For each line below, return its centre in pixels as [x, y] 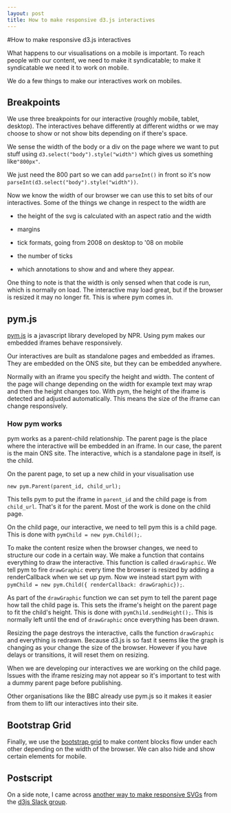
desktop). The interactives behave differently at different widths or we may [113, 126]
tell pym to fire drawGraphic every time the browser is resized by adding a [111, 570]
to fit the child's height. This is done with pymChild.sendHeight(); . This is [110, 612]
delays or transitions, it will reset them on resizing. [78, 655]
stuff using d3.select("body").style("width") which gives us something [110, 154]
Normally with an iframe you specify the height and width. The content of [111, 377]
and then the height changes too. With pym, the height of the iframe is [107, 391]
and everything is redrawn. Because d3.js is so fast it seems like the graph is [115, 640]
